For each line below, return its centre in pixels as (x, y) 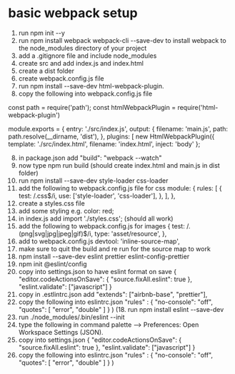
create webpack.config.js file (61, 78)
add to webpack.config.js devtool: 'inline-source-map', (99, 241)
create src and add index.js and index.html (81, 63)
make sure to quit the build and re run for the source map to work (115, 248)
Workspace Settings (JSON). (61, 332)
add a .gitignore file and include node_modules (87, 56)
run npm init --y (41, 33)
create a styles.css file (51, 203)
